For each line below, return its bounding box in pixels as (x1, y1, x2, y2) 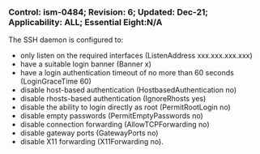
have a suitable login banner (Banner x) (19, 59, 152, 69)
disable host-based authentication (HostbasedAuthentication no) (19, 85, 237, 95)
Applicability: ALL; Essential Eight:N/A (8, 16, 163, 28)
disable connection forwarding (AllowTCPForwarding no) (19, 120, 210, 130)
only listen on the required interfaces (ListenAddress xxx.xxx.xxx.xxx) (19, 51, 253, 61)
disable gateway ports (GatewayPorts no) (19, 128, 159, 138)
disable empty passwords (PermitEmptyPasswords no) (19, 111, 204, 121)
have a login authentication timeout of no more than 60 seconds (19, 68, 235, 78)
